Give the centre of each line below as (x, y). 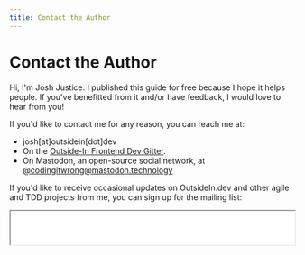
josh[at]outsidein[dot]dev (69, 141)
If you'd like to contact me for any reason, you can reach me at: (127, 123)
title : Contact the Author (60, 18)
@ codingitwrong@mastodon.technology (97, 170)
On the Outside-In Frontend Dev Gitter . (94, 150)
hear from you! (37, 106)
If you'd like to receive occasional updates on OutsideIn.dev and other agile (149, 187)
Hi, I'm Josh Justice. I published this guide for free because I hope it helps (148, 87)
